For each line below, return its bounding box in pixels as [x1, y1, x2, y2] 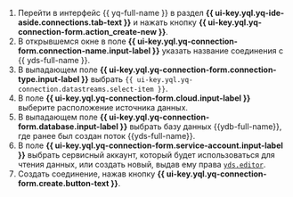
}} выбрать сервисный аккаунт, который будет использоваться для [17, 150, 276, 160]
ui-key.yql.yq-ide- [215, 8, 285, 18]
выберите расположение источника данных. [17, 103, 189, 112]
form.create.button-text [17, 178, 110, 188]
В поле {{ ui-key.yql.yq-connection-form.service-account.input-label [17, 140, 283, 151]
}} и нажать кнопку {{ [123, 17, 207, 28]
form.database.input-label [17, 121, 118, 132]
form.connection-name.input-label [17, 45, 151, 56]
